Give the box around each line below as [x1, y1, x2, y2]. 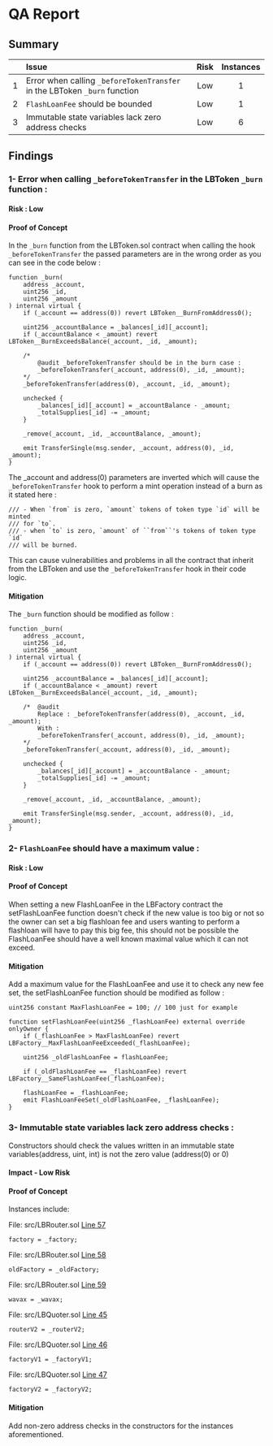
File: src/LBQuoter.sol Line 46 [8, 1340, 108, 1349]
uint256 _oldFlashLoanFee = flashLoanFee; [23, 1054, 169, 1062]
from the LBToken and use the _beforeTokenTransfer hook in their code [8, 564, 246, 574]
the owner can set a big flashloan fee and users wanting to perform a [8, 917, 240, 927]
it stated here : [8, 490, 57, 500]
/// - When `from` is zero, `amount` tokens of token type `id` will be [8, 505, 260, 514]
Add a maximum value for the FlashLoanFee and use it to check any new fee [8, 980, 264, 989]
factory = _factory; [8, 1236, 79, 1244]
